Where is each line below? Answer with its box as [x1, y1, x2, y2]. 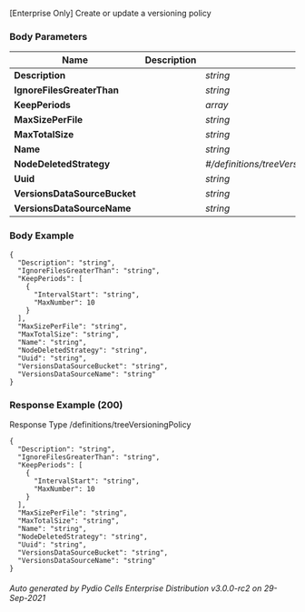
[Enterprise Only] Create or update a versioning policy [9, 8, 212, 18]
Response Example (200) [9, 398, 123, 411]
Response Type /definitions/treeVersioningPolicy [9, 418, 192, 430]
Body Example [9, 229, 74, 242]
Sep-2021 [9, 593, 46, 604]
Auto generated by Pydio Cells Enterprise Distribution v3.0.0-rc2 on [9, 583, 262, 594]
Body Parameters [9, 30, 88, 43]
